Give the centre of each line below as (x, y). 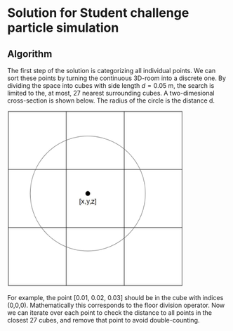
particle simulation (63, 28)
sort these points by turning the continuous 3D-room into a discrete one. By (117, 78)
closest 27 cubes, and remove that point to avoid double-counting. (104, 320)
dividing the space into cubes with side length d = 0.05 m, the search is (111, 85)
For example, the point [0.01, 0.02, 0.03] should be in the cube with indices (115, 297)
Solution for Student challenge (98, 13)
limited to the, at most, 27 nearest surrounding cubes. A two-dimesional (111, 93)
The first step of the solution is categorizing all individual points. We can (112, 71)
